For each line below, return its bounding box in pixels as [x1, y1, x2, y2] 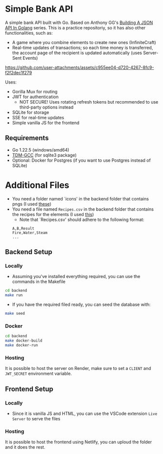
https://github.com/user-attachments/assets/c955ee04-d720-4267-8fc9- [5, 65, 154, 70]
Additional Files [5, 179, 70, 191]
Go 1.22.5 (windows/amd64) [12, 147, 69, 152]
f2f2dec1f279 [5, 69, 32, 75]
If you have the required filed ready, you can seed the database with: [12, 302, 151, 307]
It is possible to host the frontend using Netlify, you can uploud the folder [5, 439, 152, 445]
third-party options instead [19, 104, 74, 110]
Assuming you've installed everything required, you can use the [12, 274, 141, 280]
